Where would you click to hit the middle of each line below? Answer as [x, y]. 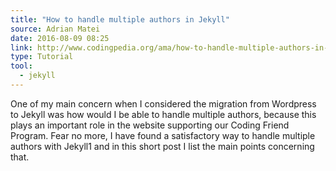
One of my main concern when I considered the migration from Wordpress [163, 103]
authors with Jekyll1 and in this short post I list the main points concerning [162, 146]
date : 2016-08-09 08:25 [60, 38]
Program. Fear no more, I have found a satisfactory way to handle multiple [163, 135]
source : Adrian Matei [55, 29]
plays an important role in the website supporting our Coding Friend [150, 125]
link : [21, 47]
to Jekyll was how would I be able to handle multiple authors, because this [163, 114]
